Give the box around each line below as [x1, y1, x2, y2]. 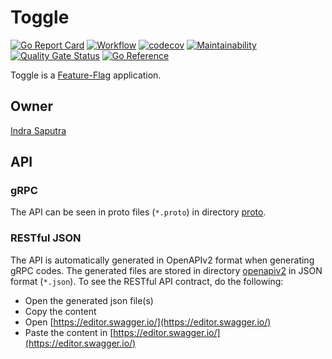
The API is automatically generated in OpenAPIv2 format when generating [10, 254, 315, 266]
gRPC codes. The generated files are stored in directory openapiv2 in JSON [10, 264, 323, 276]
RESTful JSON [10, 231, 82, 245]
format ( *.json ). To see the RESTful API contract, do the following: [10, 275, 284, 287]
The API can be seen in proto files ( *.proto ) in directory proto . [10, 206, 267, 218]
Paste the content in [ [24, 326, 114, 338]
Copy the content [24, 305, 97, 317]
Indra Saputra [10, 124, 67, 136]
